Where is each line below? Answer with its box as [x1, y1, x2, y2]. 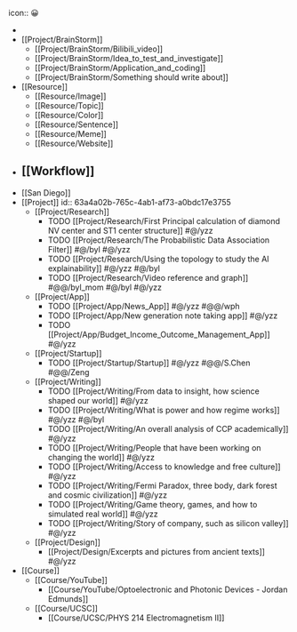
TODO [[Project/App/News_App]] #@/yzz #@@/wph [47, 300, 241, 311]
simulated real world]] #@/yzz [47, 508, 159, 519]
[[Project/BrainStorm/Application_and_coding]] [34, 62, 206, 73]
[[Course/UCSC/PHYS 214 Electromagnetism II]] [47, 612, 225, 623]
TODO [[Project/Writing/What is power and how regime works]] [47, 404, 281, 415]
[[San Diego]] [20, 187, 71, 198]
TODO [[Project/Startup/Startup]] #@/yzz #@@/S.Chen [47, 357, 251, 368]
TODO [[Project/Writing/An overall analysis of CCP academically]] [47, 423, 289, 434]
